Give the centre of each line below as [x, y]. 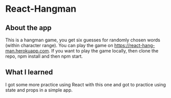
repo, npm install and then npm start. [44, 56]
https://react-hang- [135, 45]
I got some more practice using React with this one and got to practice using [86, 84]
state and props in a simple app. [39, 90]
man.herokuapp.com [27, 51]
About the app [29, 28]
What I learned [29, 72]
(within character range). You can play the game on [59, 45]
